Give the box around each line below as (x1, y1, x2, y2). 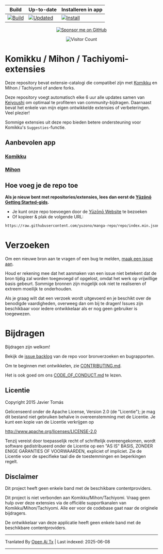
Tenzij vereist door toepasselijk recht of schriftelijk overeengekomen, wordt (5, 438, 156, 444)
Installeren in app (61, 6, 103, 13)
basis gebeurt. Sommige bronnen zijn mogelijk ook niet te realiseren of (5, 281, 147, 286)
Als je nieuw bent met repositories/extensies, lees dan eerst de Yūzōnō (5, 194, 152, 200)
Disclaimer (5, 472, 38, 481)
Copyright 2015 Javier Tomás (5, 399, 64, 405)
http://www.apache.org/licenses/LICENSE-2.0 (5, 428, 97, 434)
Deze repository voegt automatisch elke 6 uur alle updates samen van (5, 94, 145, 100)
